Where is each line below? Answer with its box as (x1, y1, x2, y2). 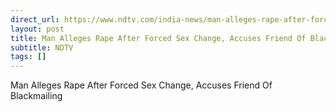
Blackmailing (10, 90, 63, 102)
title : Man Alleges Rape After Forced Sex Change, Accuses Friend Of (10, 33, 307, 43)
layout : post (10, 24, 65, 34)
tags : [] (10, 52, 47, 62)
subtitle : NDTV (10, 42, 74, 53)
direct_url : (10, 14, 60, 25)
